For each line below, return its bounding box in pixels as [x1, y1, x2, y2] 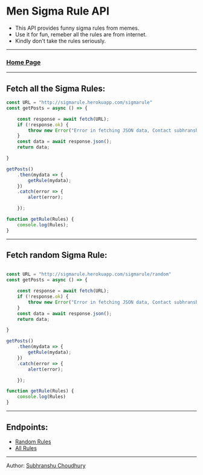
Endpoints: [6, 422, 48, 432]
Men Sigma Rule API [6, 4, 110, 18]
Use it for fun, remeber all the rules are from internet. [14, 30, 147, 38]
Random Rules [14, 438, 51, 445]
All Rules [14, 444, 37, 451]
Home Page [6, 58, 41, 66]
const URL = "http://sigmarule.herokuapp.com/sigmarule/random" [6, 271, 172, 277]
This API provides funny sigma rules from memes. [14, 24, 140, 32]
